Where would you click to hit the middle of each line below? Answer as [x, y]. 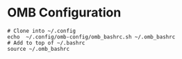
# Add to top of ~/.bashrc [46, 43]
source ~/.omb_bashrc [39, 49]
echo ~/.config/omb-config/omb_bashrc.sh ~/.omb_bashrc [91, 37]
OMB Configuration [64, 13]
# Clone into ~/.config [42, 31]
